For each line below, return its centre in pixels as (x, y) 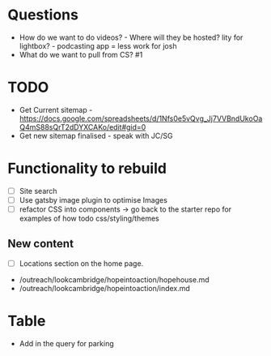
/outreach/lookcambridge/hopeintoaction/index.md (105, 288)
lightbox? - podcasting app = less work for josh (98, 45)
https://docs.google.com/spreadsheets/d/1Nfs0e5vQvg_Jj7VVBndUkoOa (141, 118)
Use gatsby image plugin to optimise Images (93, 199)
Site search (38, 191)
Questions (43, 15)
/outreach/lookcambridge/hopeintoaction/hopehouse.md (114, 279)
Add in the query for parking (66, 343)
